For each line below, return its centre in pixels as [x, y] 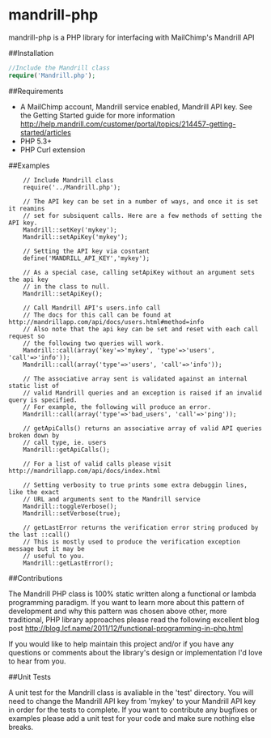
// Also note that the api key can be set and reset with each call [141, 329]
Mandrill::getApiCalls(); [67, 450]
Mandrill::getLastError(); [68, 563]
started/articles [45, 132]
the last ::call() [39, 535]
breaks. [21, 727]
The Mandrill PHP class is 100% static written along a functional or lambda [132, 594]
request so [27, 336]
